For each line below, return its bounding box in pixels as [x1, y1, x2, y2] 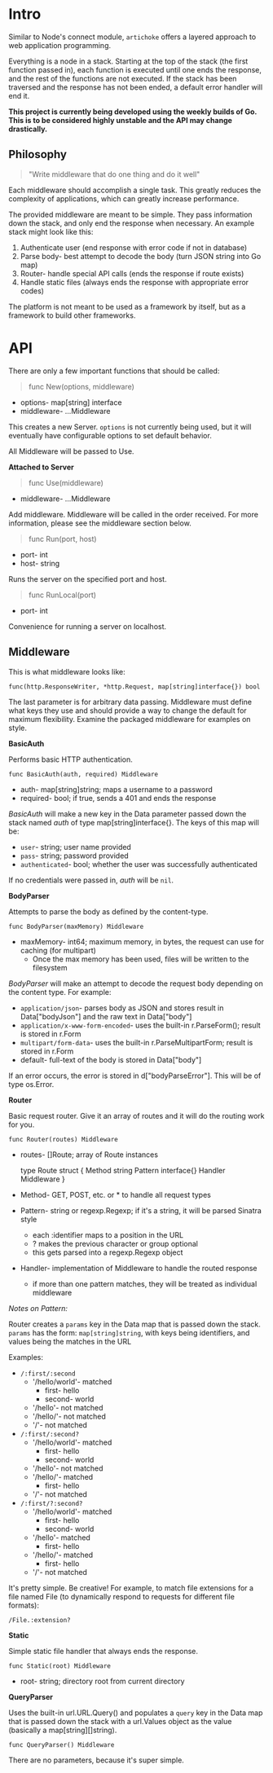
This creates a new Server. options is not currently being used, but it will [8, 421, 252, 432]
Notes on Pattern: [8, 1303, 68, 1313]
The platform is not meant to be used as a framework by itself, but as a [8, 301, 246, 311]
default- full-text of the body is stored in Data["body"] [20, 1054, 202, 1064]
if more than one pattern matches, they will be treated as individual [32, 1278, 258, 1288]
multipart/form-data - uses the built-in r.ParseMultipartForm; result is [20, 1037, 253, 1047]
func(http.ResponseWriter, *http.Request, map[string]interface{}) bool [8, 682, 261, 691]
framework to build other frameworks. [8, 310, 136, 320]
